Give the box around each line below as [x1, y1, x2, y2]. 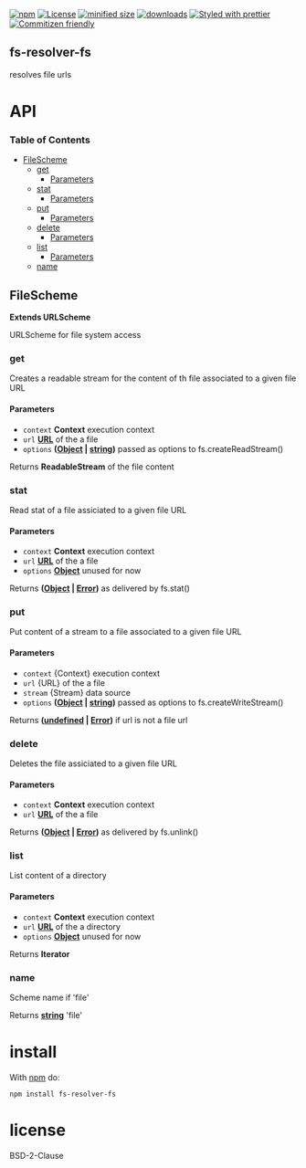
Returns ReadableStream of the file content [9, 461, 175, 472]
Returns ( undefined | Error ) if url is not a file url [9, 714, 188, 725]
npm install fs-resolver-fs [9, 1089, 117, 1099]
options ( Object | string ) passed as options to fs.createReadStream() [22, 443, 284, 454]
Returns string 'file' [9, 1009, 83, 1020]
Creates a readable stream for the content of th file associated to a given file [9, 373, 297, 384]
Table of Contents [9, 133, 91, 146]
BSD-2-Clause [9, 1150, 64, 1161]
